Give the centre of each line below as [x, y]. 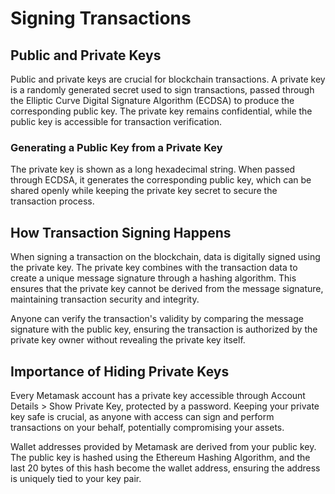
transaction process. [52, 201]
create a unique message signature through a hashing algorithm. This [153, 278]
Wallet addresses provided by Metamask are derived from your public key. [163, 446]
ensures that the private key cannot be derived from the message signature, [167, 289]
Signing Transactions [101, 18]
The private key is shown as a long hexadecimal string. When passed [153, 169]
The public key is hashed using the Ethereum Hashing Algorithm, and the [160, 457]
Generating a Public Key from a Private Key [116, 147]
